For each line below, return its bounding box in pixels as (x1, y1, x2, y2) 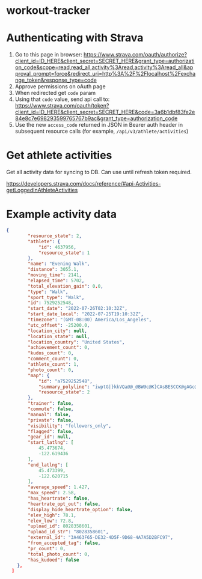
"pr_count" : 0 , (28, 545, 66, 551)
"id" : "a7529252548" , (38, 378, 93, 384)
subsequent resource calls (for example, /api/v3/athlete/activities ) (14, 127, 189, 135)
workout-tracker (6, 4, 91, 17)
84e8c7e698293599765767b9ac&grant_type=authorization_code (14, 115, 178, 122)
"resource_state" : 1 (38, 250, 90, 256)
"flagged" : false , (28, 428, 74, 434)
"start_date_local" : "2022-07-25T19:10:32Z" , (28, 311, 144, 317)
